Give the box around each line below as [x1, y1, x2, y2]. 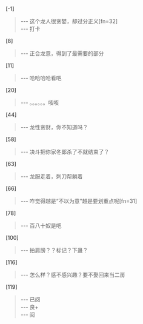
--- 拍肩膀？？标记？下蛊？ [20, 246, 88, 254]
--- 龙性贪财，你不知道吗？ [20, 124, 88, 131]
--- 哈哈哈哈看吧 [20, 74, 62, 81]
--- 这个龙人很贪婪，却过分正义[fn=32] [20, 18, 118, 25]
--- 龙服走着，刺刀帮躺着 [20, 173, 83, 180]
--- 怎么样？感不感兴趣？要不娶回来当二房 [20, 271, 125, 278]
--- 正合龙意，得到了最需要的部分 [20, 50, 104, 57]
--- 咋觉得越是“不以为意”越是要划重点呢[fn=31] [20, 197, 138, 205]
